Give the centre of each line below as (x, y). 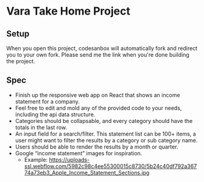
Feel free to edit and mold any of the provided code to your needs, (98, 108)
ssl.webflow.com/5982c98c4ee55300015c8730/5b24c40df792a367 (111, 166)
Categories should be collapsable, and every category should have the (104, 121)
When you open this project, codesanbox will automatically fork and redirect (102, 48)
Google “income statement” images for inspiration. (79, 153)
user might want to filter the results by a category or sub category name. (106, 140)
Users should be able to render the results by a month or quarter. (97, 147)
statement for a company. (47, 101)
